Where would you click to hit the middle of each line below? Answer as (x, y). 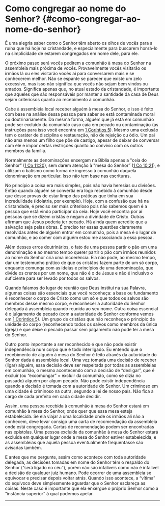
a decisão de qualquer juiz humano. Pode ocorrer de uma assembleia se (78, 473)
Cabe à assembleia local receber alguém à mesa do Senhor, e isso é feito (79, 109)
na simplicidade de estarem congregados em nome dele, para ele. (72, 53)
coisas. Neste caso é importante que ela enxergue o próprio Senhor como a (82, 488)
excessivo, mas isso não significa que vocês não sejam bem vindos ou (77, 83)
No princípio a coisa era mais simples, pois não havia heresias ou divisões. (81, 185)
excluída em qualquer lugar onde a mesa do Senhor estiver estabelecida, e (81, 437)
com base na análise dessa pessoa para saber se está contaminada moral (80, 114)
